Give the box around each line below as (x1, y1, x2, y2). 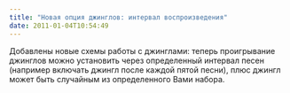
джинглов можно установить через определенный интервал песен (9, 55, 264, 66)
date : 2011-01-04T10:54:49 (9, 21, 109, 30)
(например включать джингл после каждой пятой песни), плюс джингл (9, 64, 281, 75)
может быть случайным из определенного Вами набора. (9, 74, 225, 84)
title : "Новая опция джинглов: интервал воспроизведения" (9, 12, 228, 22)
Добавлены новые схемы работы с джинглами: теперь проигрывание (9, 45, 276, 56)
